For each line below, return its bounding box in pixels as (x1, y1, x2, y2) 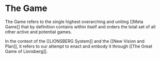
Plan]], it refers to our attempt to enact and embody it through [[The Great (5, 43, 153, 49)
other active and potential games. (5, 29, 72, 35)
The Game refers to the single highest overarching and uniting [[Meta (5, 19, 144, 24)
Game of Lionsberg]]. (5, 48, 48, 54)
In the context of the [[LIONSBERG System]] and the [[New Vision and (5, 38, 144, 44)
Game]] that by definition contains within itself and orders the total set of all (5, 24, 156, 29)
